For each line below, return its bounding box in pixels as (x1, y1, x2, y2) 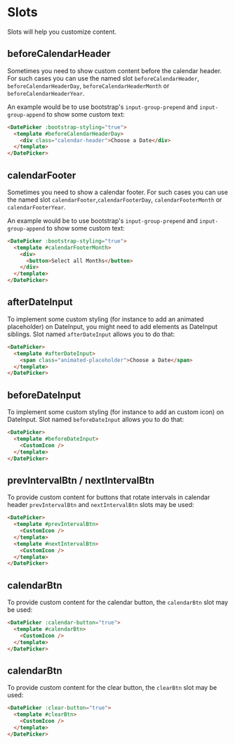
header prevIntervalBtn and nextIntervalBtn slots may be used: (7, 501, 194, 509)
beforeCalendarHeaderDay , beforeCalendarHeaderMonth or (7, 82, 170, 90)
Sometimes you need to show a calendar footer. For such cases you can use (7, 188, 228, 196)
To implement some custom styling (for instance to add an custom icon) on (7, 408, 224, 416)
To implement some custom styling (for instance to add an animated (7, 314, 204, 323)
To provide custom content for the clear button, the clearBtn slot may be (7, 684, 217, 692)
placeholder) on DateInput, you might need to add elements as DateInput (7, 322, 218, 331)
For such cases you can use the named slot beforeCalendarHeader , (7, 74, 200, 82)
